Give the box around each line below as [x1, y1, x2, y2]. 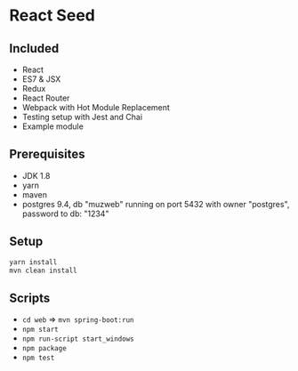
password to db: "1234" [21, 208, 109, 219]
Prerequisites [9, 147, 85, 162]
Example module [21, 121, 85, 132]
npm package [21, 344, 67, 353]
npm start [21, 326, 60, 335]
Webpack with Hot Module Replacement [21, 102, 171, 112]
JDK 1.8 [21, 170, 51, 181]
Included [9, 41, 60, 56]
